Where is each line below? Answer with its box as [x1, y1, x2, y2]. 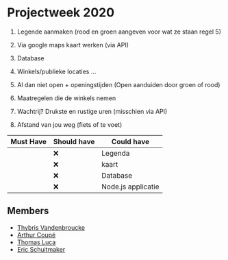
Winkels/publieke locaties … [16, 67, 97, 75]
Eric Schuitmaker [16, 245, 66, 253]
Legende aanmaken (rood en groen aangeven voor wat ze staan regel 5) [16, 27, 221, 36]
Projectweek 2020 [7, 5, 115, 21]
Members [7, 205, 49, 217]
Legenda [101, 148, 130, 158]
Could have [111, 137, 149, 146]
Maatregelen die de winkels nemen [16, 94, 116, 102]
